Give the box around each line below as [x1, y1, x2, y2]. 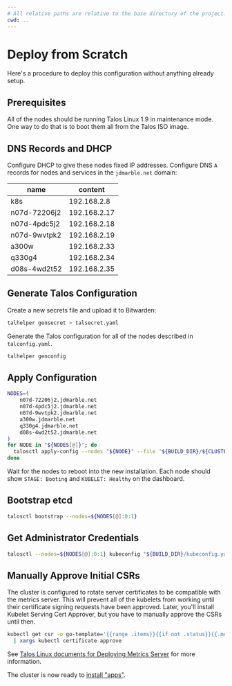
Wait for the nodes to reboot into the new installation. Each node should [7, 467, 211, 475]
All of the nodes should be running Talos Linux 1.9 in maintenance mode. [7, 115, 214, 123]
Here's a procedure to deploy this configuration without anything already [7, 69, 214, 78]
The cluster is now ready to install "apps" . [7, 671, 126, 679]
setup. [7, 77, 26, 85]
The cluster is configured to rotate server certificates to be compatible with [7, 588, 221, 597]
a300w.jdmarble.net [19, 416, 76, 423]
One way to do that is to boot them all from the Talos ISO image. [7, 123, 189, 131]
